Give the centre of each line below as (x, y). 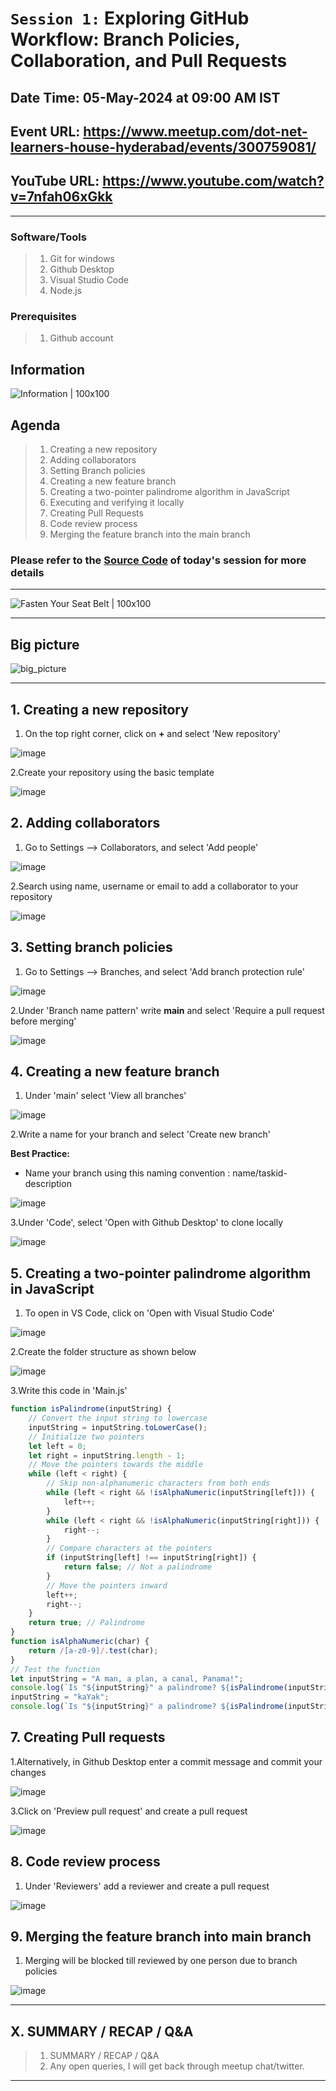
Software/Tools (48, 237)
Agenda (35, 425)
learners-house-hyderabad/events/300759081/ (163, 147)
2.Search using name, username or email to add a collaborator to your (154, 886)
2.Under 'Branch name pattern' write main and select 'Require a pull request (167, 1010)
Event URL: (45, 131)
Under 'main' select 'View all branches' (105, 1096)
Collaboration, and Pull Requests (149, 61)
